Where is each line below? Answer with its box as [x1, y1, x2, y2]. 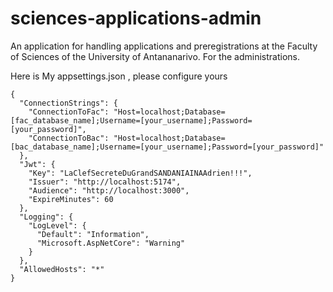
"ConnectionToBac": [28, 133, 110, 143]
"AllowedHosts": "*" [19, 264, 105, 274]
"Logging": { [19, 212, 74, 222]
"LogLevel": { [28, 220, 87, 231]
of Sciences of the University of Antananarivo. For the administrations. [10, 50, 300, 62]
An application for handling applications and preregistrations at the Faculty [10, 40, 318, 52]
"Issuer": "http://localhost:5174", [28, 177, 182, 187]
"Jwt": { [19, 159, 56, 169]
